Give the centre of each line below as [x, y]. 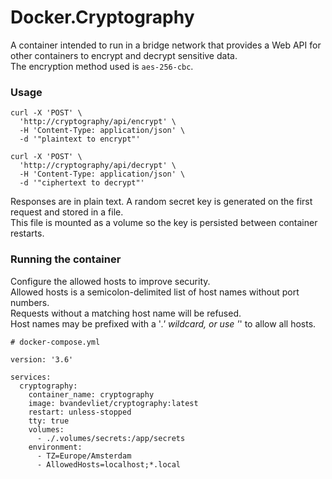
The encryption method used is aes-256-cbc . [102, 66]
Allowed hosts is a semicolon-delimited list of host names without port [155, 292]
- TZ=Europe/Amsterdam [84, 456]
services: [31, 377]
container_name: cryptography [91, 394]
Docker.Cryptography [102, 17]
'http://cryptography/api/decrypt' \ [98, 166]
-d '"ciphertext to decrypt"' [82, 183]
